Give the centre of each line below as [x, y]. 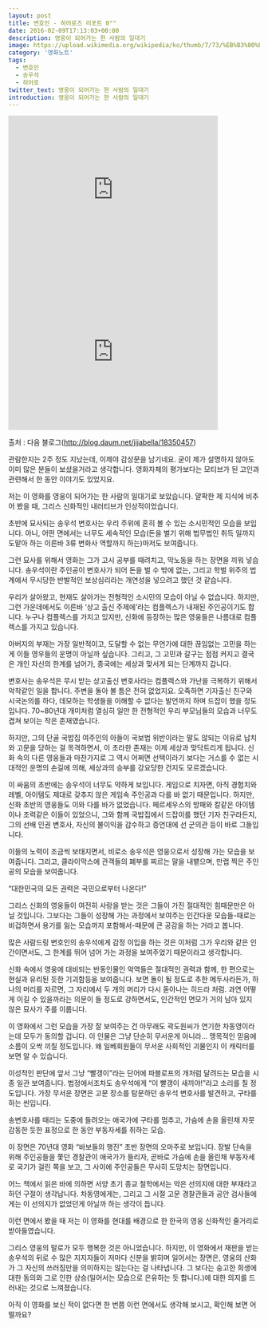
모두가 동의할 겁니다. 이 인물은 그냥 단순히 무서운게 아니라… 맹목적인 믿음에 [140, 1036]
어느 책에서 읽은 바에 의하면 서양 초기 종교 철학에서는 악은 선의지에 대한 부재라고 [133, 1184]
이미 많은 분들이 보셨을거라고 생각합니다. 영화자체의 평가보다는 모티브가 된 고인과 [134, 469]
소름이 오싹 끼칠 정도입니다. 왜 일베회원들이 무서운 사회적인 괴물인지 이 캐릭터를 [132, 1046]
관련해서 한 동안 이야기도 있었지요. [61, 479]
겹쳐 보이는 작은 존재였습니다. [54, 721]
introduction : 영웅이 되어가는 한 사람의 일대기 [79, 97]
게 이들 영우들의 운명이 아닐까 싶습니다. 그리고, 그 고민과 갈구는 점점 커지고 [124, 654]
